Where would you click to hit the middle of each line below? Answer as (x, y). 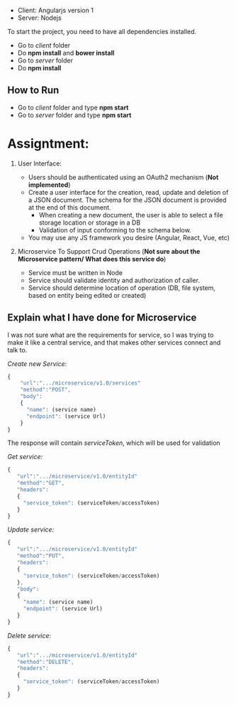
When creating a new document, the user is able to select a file (131, 215)
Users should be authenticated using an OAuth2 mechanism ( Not (123, 177)
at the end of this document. (69, 207)
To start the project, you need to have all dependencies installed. (102, 32)
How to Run (33, 91)
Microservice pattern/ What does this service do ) (92, 259)
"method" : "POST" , (46, 390)
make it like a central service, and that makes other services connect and (114, 342)
